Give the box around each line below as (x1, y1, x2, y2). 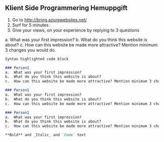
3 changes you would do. (5, 47, 56, 53)
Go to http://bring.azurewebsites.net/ (12, 17, 87, 22)
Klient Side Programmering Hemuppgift (5, 4, 128, 12)
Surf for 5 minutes (12, 22, 49, 28)
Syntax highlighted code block (5, 56, 69, 61)
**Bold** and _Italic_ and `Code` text (5, 133, 86, 138)
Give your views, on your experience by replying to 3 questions (12, 27, 140, 33)
